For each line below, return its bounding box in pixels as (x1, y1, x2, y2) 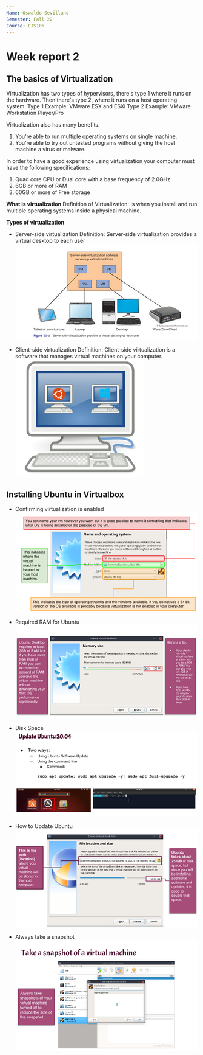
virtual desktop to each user (15, 237, 85, 245)
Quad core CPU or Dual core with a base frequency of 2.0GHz (15, 176, 171, 183)
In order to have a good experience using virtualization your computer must (6, 158, 195, 165)
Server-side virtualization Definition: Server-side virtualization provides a (15, 231, 197, 238)
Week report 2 (6, 49, 80, 63)
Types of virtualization (6, 219, 65, 226)
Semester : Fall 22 (6, 16, 53, 23)
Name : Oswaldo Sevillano (6, 10, 69, 16)
